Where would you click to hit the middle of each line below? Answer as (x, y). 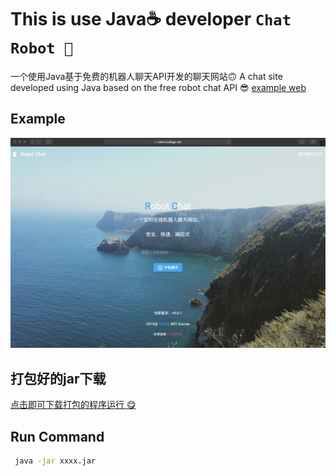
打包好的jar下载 (58, 378)
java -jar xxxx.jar (55, 461)
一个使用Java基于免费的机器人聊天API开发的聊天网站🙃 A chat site (146, 76)
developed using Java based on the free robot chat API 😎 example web (158, 87)
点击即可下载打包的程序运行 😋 (73, 405)
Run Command (57, 436)
